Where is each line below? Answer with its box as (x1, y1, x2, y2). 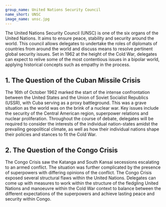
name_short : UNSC (5, 12, 41, 17)
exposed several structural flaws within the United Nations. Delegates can (5, 175, 156, 181)
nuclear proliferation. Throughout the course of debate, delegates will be (5, 116, 154, 122)
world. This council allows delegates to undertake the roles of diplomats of (5, 41, 158, 47)
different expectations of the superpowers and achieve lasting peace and (5, 191, 155, 197)
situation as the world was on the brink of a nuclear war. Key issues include (5, 105, 159, 111)
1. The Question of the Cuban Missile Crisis (5, 76, 141, 84)
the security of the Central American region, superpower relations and (5, 110, 149, 117)
